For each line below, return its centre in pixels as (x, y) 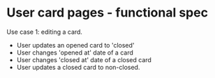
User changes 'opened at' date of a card (75, 52)
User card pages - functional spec (107, 13)
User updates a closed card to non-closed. (78, 67)
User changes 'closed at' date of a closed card (84, 59)
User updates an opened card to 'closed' (75, 45)
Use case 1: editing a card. (45, 32)
